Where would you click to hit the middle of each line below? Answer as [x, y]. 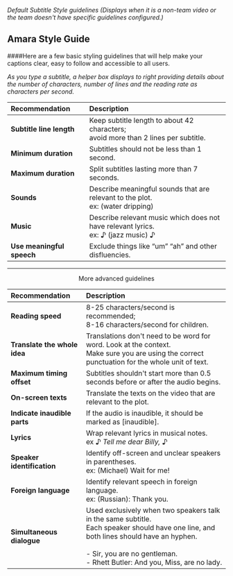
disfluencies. [110, 255]
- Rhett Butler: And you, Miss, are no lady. [154, 562]
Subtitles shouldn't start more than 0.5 [148, 373]
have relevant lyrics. [122, 226]
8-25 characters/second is [130, 307]
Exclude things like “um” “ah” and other [153, 246]
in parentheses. [111, 461]
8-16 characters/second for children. [147, 324]
